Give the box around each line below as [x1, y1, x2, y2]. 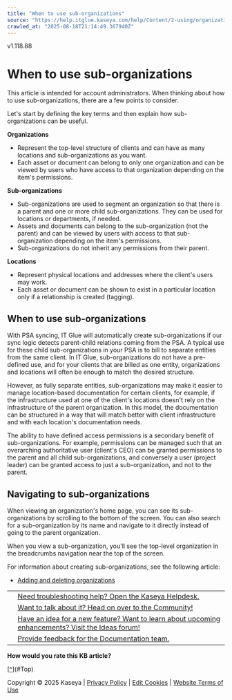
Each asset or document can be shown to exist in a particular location [17, 285, 216, 294]
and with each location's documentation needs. [7, 418, 143, 426]
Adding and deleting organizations [17, 576, 115, 584]
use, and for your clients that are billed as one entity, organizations [30, 361, 220, 369]
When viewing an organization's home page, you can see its [7, 506, 179, 515]
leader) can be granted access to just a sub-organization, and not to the [7, 461, 212, 469]
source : [7, 17, 30, 23]
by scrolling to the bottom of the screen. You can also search [47, 513, 221, 522]
